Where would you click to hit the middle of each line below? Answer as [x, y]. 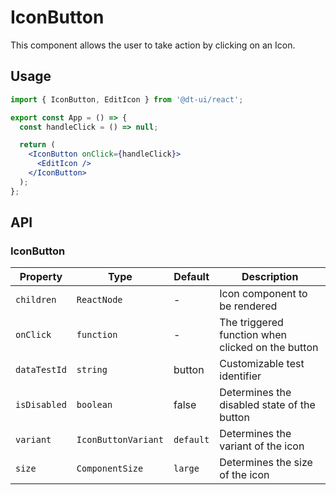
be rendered [248, 306]
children [36, 300]
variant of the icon [262, 446]
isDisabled [41, 405]
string [92, 370]
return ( [37, 145]
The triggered [251, 323]
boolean [94, 405]
